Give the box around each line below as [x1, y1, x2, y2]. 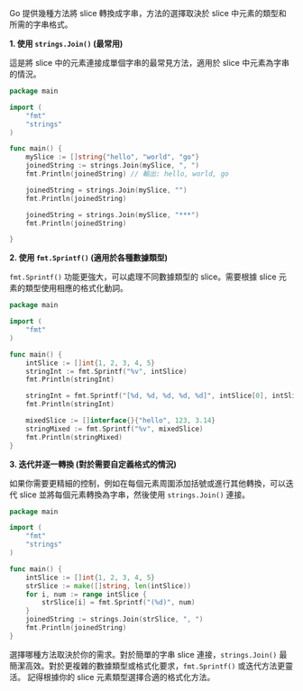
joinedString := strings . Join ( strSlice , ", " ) [25, 615, 204, 624]
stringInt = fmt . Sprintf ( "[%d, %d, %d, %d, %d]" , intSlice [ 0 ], [25, 391, 269, 401]
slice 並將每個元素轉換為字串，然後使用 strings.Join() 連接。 [19, 489, 251, 500]
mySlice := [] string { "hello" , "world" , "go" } [25, 152, 200, 162]
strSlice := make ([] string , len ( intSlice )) [25, 581, 192, 590]
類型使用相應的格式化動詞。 [24, 283, 128, 294]
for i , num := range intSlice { [25, 589, 147, 599]
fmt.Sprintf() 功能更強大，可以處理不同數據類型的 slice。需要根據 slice [9, 271, 277, 282]
